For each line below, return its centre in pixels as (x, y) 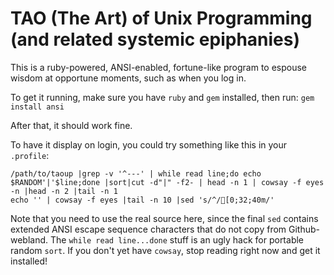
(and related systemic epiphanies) (155, 39)
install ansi (37, 107)
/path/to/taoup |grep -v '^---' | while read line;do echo (136, 173)
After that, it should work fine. (71, 125)
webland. (29, 239)
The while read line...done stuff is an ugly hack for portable (177, 239)
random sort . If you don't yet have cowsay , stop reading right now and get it (165, 250)
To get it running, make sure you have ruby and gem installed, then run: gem (162, 97)
